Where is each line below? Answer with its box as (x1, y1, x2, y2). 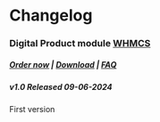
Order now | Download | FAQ (9, 59, 117, 69)
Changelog (9, 5, 93, 26)
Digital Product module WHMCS (9, 37, 151, 50)
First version (9, 104, 55, 115)
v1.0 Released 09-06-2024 (9, 82, 114, 93)
